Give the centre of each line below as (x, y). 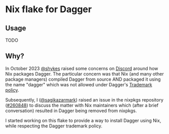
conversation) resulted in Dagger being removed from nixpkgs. (71, 111)
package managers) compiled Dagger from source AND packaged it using (83, 79)
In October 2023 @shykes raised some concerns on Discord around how (82, 68)
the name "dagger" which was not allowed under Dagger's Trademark (79, 84)
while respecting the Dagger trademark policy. (54, 126)
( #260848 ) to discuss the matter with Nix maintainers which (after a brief (82, 105)
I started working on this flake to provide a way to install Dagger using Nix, (83, 120)
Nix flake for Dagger (49, 9)
